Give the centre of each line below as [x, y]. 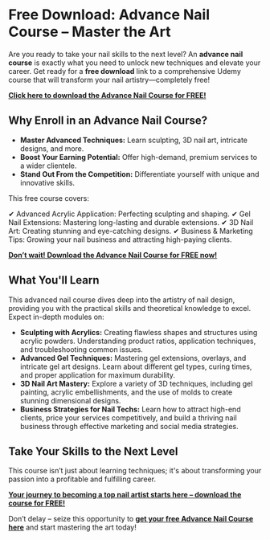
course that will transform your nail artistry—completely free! [109, 80]
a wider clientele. [48, 166]
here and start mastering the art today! [72, 527]
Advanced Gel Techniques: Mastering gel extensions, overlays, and [133, 358]
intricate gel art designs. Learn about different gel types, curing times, [136, 366]
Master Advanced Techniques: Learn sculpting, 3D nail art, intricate [133, 140]
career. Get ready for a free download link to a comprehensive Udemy [125, 71]
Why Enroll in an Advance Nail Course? [108, 121]
